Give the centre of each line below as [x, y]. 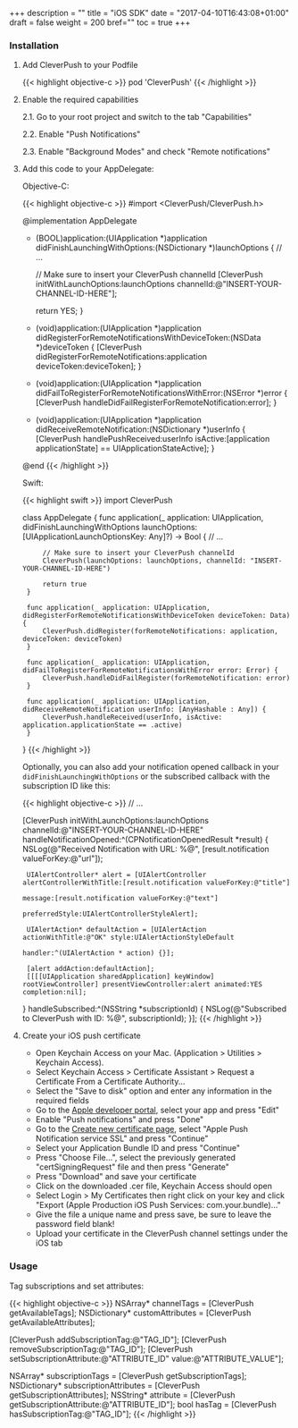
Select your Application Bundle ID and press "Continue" [138, 1148]
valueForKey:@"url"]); [62, 858]
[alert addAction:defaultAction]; [91, 969]
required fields [62, 1101]
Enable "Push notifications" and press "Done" [120, 1120]
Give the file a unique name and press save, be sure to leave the [153, 1214]
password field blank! [75, 1224]
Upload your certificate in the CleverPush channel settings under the [161, 1234]
